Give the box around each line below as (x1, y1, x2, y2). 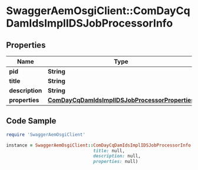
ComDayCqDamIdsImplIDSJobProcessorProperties (47, 96, 194, 104)
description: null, (93, 153, 141, 159)
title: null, (93, 148, 126, 154)
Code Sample (6, 116, 57, 126)
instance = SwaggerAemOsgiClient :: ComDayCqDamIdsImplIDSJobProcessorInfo (6, 142, 192, 148)
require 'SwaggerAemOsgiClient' (6, 131, 85, 138)
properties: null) (93, 159, 138, 165)
